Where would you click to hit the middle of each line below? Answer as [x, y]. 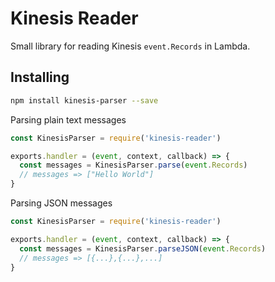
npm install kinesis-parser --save [84, 100]
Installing [40, 77]
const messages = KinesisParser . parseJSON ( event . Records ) [143, 248]
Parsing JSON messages [61, 203]
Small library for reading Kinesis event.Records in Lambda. [130, 46]
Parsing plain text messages [68, 119]
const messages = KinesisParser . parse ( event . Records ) [133, 165]
